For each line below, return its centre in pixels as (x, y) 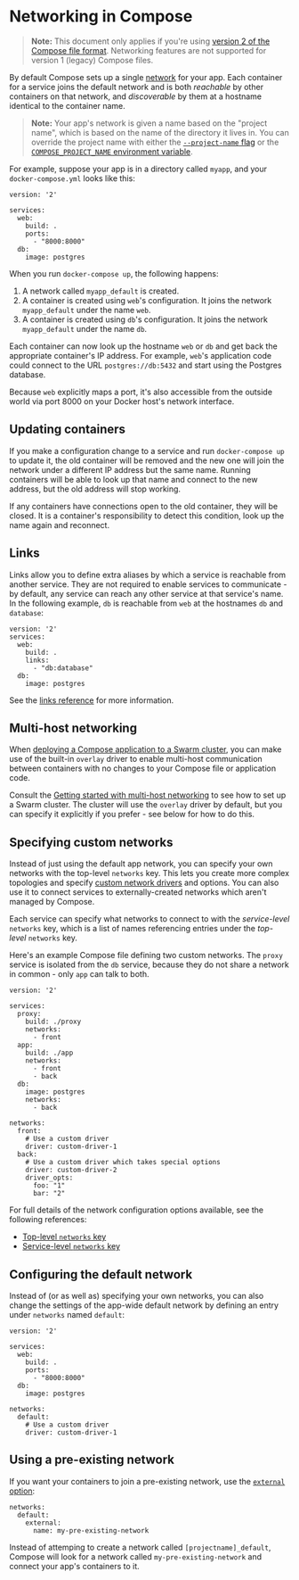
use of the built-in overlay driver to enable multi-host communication (136, 759)
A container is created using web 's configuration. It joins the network (147, 300)
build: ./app (49, 1053)
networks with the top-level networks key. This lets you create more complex (149, 873)
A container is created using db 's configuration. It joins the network (145, 319)
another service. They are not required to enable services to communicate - (148, 584)
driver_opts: (49, 1178)
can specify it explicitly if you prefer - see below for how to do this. (132, 815)
